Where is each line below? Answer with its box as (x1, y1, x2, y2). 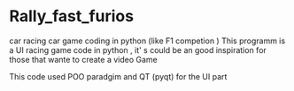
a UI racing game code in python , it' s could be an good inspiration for (9, 44, 267, 55)
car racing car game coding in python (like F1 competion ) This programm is (9, 35, 286, 46)
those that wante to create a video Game (9, 54, 158, 64)
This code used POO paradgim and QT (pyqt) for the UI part (9, 71, 228, 81)
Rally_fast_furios (9, 6, 135, 27)
